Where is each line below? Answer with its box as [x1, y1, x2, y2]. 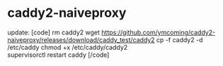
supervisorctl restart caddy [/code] [7, 51, 110, 59]
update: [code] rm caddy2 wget [7, 28, 101, 37]
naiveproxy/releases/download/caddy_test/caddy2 [7, 35, 155, 44]
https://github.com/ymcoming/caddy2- [101, 28, 216, 37]
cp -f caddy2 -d [156, 35, 203, 44]
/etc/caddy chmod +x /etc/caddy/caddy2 [7, 43, 128, 51]
